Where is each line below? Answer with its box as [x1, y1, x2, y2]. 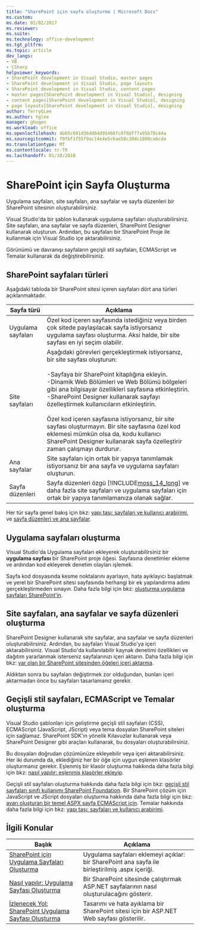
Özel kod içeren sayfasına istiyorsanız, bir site [46, 415, 174, 423]
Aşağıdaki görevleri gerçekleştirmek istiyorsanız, [46, 348, 183, 356]
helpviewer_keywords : [6, 70, 60, 76]
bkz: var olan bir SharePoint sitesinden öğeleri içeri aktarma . [6, 659, 154, 666]
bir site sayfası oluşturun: [46, 355, 117, 364]
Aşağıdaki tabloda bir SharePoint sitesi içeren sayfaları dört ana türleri [6, 286, 177, 293]
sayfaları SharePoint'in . [6, 591, 63, 599]
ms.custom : [6, 14, 33, 20]
